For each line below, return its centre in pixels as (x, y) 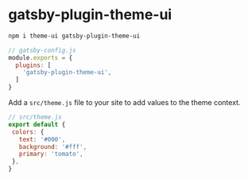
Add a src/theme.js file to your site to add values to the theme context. (124, 103)
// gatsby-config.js (43, 50)
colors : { (28, 132)
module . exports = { (41, 57)
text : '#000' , (42, 139)
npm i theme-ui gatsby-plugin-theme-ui (74, 36)
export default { (37, 124)
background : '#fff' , (53, 147)
